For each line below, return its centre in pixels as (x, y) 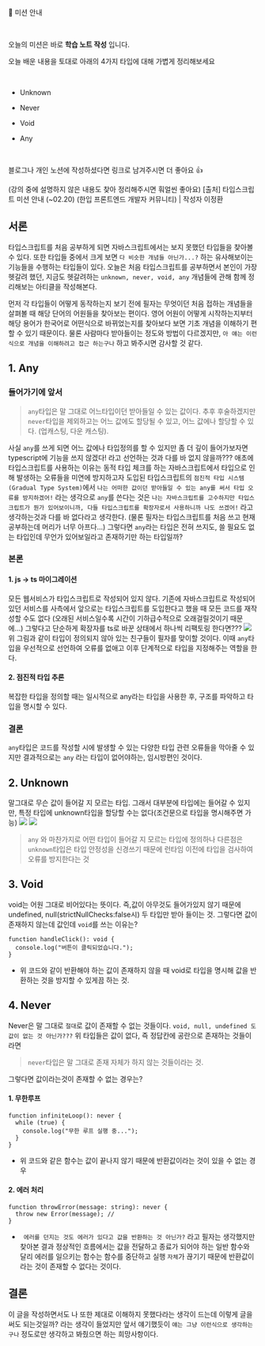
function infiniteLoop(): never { (65, 1115)
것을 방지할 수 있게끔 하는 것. (85, 980)
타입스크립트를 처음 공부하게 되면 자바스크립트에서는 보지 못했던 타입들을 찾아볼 (131, 247)
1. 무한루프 (25, 1098)
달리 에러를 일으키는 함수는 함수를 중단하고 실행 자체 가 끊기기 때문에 (123, 1256)
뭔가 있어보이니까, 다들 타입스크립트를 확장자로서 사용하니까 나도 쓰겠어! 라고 (143, 507)
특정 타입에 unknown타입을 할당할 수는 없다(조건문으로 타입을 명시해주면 (131, 812)
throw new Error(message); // (65, 1214)
